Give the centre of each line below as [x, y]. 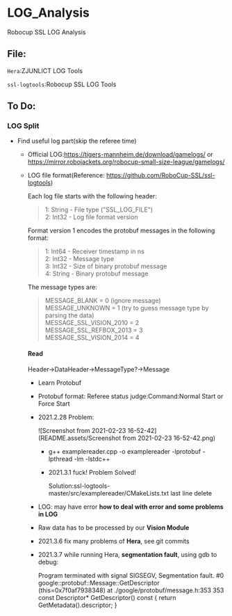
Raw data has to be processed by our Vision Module [114, 528]
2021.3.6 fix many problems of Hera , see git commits [114, 541]
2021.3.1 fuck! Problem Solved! [92, 472]
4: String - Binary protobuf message [97, 274]
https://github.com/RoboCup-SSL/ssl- [161, 175]
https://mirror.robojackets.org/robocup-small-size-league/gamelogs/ [126, 162]
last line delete [191, 493]
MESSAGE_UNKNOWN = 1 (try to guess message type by [127, 308]
